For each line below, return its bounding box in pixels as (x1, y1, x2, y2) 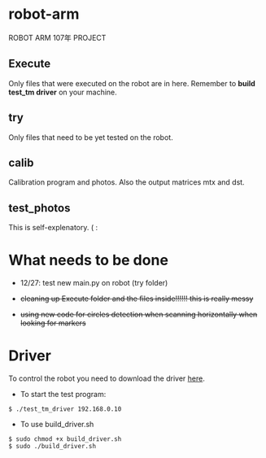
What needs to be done (8, 251, 169, 269)
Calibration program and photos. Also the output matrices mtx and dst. (8, 177, 246, 187)
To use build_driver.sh (20, 420, 94, 430)
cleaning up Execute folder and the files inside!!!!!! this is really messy (20, 294, 254, 303)
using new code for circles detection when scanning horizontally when (20, 310, 258, 320)
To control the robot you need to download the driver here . (8, 373, 205, 383)
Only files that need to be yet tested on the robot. (8, 132, 173, 142)
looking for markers (20, 318, 87, 328)
